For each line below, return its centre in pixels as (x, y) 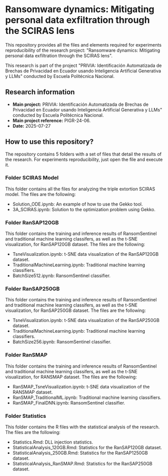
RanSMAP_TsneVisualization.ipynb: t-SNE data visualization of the (81, 386)
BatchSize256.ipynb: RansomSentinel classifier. (62, 342)
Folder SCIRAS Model (32, 178)
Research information (40, 92)
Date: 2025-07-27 (32, 126)
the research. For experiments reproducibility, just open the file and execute (84, 159)
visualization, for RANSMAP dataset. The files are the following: (71, 377)
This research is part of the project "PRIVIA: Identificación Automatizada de (84, 65)
